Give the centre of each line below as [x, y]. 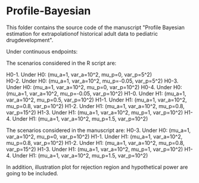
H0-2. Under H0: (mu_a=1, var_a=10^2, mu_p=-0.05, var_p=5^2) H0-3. [92, 81]
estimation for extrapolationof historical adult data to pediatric [82, 33]
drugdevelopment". [30, 40]
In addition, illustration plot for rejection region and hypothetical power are [97, 167]
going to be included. [32, 173]
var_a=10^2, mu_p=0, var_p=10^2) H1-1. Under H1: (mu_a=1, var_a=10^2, [94, 136]
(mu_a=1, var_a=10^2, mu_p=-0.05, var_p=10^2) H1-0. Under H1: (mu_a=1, [96, 93]
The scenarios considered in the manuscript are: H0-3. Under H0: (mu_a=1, [99, 130]
